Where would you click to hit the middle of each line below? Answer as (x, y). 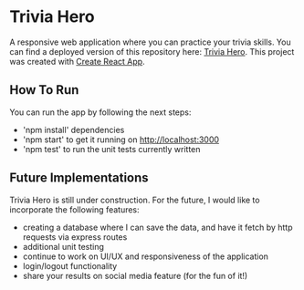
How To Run (44, 90)
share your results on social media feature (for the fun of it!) (135, 275)
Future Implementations (79, 178)
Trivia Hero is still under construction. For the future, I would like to (135, 200)
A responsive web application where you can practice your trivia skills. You (150, 42)
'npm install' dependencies (73, 129)
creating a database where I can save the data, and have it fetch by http (157, 227)
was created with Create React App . (77, 61)
